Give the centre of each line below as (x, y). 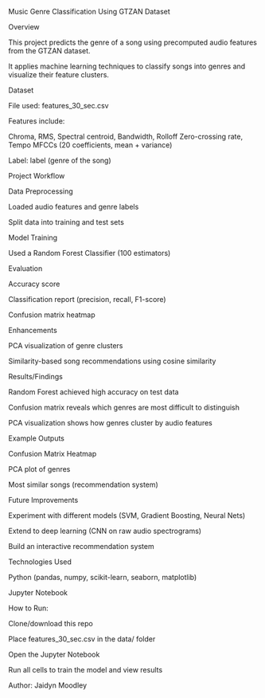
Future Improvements (43, 500)
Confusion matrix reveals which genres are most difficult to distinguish (124, 407)
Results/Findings (36, 376)
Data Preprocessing (41, 191)
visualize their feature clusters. (59, 75)
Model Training (33, 237)
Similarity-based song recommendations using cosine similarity (112, 361)
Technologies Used (40, 562)
